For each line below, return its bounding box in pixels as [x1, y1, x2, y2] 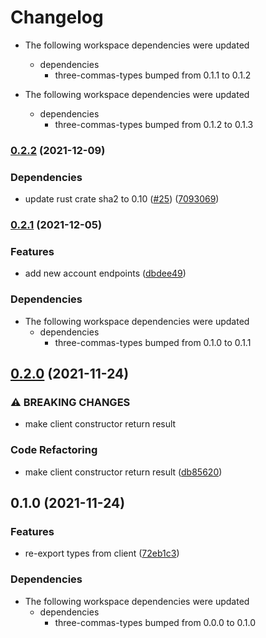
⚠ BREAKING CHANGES [10, 395, 131, 409]
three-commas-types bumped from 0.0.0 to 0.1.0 [54, 616, 256, 628]
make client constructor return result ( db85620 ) [24, 466, 223, 478]
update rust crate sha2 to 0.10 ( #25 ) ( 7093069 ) [24, 193, 220, 205]
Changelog [10, 6, 104, 29]
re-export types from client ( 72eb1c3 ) [24, 547, 180, 560]
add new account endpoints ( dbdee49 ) [24, 267, 187, 280]
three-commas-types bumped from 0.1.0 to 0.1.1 [54, 336, 252, 348]
